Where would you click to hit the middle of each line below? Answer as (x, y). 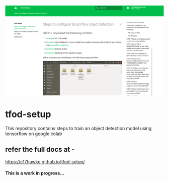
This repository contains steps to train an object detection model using (78, 128)
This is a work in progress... (35, 173)
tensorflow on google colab (34, 134)
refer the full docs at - (40, 149)
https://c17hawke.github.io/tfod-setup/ (45, 161)
